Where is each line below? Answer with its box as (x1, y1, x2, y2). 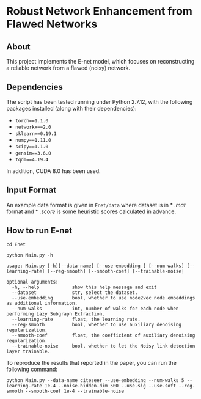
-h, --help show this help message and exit (12, 284, 157, 291)
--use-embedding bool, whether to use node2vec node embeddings (12, 295, 196, 301)
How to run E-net (6, 225, 72, 236)
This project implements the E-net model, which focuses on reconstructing (6, 58, 195, 65)
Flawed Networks (6, 17, 98, 31)
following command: (6, 365, 58, 373)
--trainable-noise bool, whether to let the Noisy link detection (12, 343, 196, 350)
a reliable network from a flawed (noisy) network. (6, 64, 131, 71)
